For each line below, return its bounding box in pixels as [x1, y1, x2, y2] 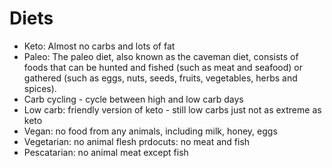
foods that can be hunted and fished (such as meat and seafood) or [23, 61, 304, 73]
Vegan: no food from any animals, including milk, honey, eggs [23, 125, 278, 137]
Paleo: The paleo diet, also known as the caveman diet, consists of [23, 50, 299, 62]
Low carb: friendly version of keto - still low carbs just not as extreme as [23, 103, 322, 116]
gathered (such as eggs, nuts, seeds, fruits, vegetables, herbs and [23, 72, 298, 84]
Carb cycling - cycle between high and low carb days [23, 93, 244, 105]
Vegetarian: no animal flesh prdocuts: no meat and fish [23, 135, 251, 147]
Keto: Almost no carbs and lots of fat [23, 40, 176, 52]
